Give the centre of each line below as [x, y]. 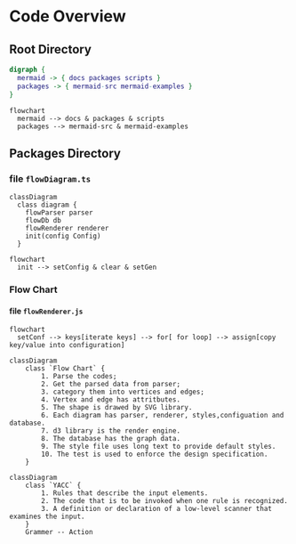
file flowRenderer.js [46, 311]
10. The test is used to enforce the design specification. [155, 455]
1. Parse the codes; [79, 377]
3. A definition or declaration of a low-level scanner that [157, 509]
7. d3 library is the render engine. [111, 431]
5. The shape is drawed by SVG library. [117, 408]
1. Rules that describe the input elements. [125, 493]
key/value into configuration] [67, 345]
